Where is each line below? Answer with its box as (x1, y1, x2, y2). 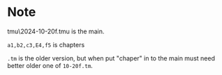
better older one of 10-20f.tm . (7, 61, 93, 69)
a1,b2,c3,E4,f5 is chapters (7, 40, 85, 49)
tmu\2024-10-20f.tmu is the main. (7, 27, 105, 35)
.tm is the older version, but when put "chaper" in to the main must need (7, 53, 215, 62)
